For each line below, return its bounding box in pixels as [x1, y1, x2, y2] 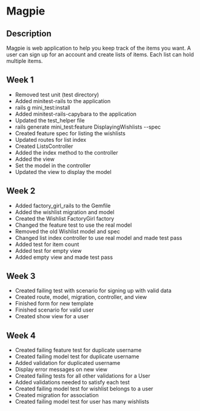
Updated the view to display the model [15, 168, 112, 175]
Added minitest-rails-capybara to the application [15, 110, 137, 118]
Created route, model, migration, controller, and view [15, 293, 147, 301]
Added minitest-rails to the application [15, 97, 111, 104]
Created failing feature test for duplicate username [15, 347, 142, 354]
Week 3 [6, 271, 36, 281]
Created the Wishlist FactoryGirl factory [15, 215, 115, 222]
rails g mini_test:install [15, 104, 71, 111]
